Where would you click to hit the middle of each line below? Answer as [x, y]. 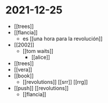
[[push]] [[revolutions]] [41, 88]
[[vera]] [23, 69]
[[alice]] [41, 57]
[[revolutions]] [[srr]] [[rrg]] [55, 81]
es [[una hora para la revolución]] [62, 38]
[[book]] [24, 76]
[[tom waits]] [38, 51]
